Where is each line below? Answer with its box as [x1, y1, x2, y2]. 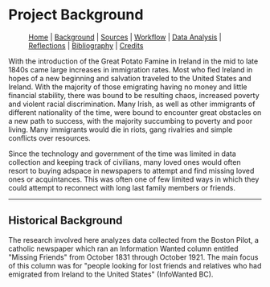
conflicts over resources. [8, 133, 91, 142]
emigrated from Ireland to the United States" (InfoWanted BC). [8, 269, 214, 279]
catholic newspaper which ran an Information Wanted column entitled [8, 244, 239, 253]
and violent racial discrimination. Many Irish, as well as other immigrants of [8, 99, 256, 109]
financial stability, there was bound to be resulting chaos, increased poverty [8, 90, 260, 100]
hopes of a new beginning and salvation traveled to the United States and [8, 73, 252, 83]
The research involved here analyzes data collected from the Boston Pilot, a [8, 235, 260, 244]
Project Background [8, 6, 144, 24]
